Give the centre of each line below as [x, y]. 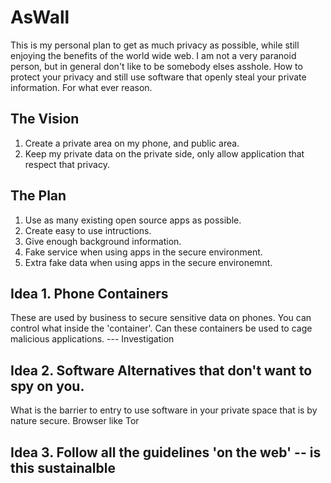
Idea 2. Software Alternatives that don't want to [161, 370]
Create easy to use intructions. [88, 230]
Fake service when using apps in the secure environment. [143, 252]
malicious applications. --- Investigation [92, 339]
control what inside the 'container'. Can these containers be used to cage [161, 328]
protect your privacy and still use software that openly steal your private [158, 77]
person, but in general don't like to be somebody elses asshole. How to [156, 66]
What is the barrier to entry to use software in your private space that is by [164, 410]
